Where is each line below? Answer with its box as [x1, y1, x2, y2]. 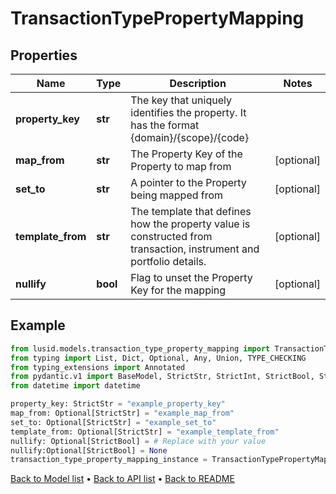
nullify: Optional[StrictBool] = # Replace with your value [10, 436, 267, 446]
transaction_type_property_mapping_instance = [10, 455, 208, 465]
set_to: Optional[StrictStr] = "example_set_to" [10, 417, 217, 427]
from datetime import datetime [10, 381, 141, 391]
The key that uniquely [130, 93, 232, 107]
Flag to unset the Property [130, 271, 253, 284]
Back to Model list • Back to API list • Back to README [10, 473, 235, 485]
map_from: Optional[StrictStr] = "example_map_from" [10, 408, 235, 419]
